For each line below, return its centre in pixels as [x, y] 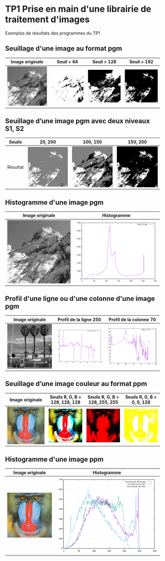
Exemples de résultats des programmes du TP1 [53, 33]
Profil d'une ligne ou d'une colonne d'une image [80, 298]
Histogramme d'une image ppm [55, 459]
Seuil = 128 [104, 62]
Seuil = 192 [141, 62]
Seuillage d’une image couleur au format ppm [76, 384]
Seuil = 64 [67, 62]
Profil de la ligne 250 [80, 319]
